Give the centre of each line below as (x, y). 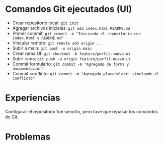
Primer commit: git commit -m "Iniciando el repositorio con (76, 33)
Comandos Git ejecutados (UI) (69, 9)
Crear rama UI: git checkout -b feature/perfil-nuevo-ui (71, 53)
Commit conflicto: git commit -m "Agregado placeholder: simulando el (86, 73)
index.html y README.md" (38, 38)
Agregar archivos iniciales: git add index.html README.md (71, 28)
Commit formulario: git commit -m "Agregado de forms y (71, 64)
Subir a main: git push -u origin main (52, 48)
